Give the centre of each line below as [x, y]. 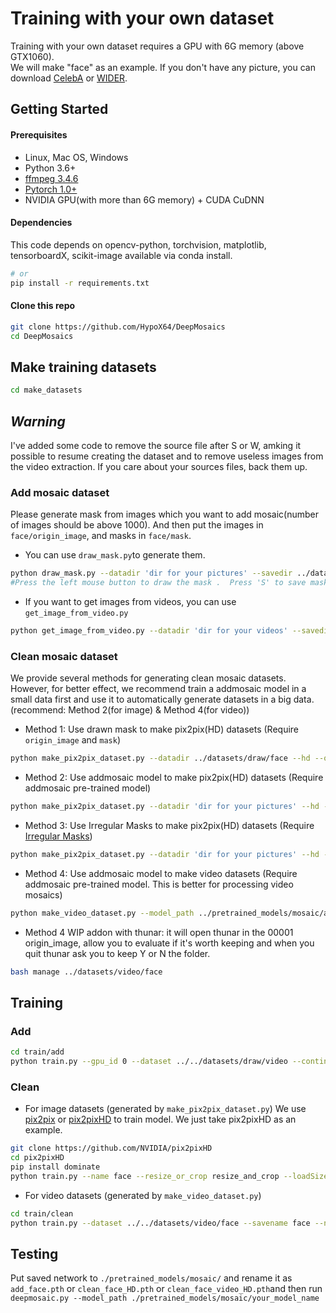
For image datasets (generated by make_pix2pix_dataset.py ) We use [165, 1109]
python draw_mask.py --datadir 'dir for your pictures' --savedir [151, 573]
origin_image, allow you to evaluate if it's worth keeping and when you [169, 943]
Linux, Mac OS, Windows [76, 157]
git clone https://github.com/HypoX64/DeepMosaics [118, 327]
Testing [34, 1253]
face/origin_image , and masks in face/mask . [101, 536]
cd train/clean [42, 1213]
